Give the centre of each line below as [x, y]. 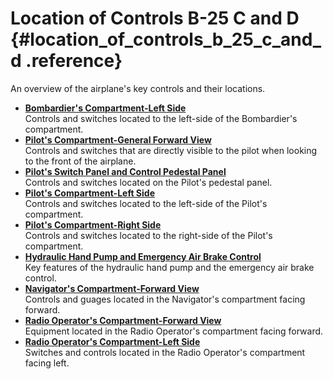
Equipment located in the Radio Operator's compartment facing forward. [174, 331]
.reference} [74, 61]
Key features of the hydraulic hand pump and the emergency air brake [169, 267]
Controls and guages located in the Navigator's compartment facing [165, 299]
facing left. [47, 363]
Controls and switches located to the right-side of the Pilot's [148, 235]
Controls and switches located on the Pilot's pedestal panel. [148, 182]
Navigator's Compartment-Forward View [112, 288]
